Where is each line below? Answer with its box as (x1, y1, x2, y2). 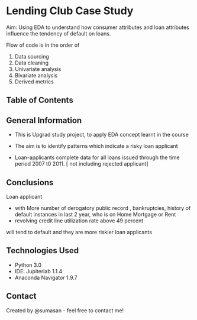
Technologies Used (6, 245, 79, 256)
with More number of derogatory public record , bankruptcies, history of (14, 204, 191, 211)
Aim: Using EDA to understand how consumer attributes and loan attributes (6, 24, 189, 31)
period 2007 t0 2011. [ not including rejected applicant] (14, 160, 149, 167)
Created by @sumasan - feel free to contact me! (6, 306, 124, 314)
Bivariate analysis (14, 72, 58, 79)
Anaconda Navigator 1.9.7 (14, 274, 78, 281)
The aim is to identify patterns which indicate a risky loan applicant (14, 143, 178, 150)
